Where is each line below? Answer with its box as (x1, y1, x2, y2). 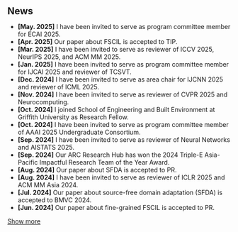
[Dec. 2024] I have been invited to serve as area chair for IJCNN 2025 (17, 75, 224, 84)
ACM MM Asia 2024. (17, 181, 79, 189)
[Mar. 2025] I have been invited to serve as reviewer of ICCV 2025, (17, 45, 215, 53)
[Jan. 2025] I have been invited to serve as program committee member (17, 60, 229, 68)
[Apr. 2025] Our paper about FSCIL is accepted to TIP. (17, 38, 178, 45)
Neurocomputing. (17, 98, 69, 106)
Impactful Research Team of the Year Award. (39, 158, 170, 166)
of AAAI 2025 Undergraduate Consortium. (17, 128, 141, 136)
